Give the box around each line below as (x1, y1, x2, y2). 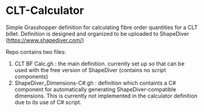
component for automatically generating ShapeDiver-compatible (14, 85, 177, 93)
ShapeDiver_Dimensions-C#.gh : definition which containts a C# (14, 79, 176, 87)
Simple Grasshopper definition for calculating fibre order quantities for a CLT (5, 24, 198, 31)
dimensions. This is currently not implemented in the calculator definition (14, 92, 197, 99)
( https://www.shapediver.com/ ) (5, 36, 85, 44)
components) (14, 73, 49, 80)
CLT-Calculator (5, 4, 85, 18)
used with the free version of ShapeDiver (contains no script (14, 66, 166, 73)
